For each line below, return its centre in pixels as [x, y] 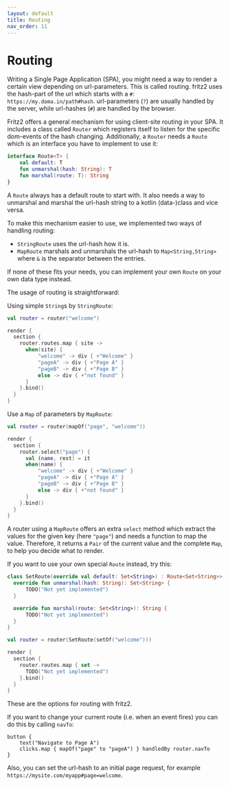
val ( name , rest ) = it [58, 458]
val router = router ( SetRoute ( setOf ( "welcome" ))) [80, 640]
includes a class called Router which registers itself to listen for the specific [114, 129]
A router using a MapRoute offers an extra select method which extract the [112, 529]
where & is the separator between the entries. [81, 258]
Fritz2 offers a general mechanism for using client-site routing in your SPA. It [115, 122]
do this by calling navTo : [41, 724]
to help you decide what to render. [56, 551]
